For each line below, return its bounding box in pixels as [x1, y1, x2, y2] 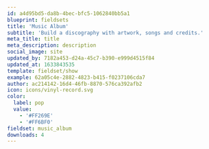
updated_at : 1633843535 [7, 61, 75, 68]
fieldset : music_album [7, 125, 72, 132]
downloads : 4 [7, 131, 45, 138]
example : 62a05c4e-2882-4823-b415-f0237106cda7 [7, 73, 146, 81]
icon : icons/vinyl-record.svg [7, 87, 94, 93]
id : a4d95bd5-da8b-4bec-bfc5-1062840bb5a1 [7, 10, 130, 17]
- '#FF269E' [19, 112, 53, 119]
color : [7, 93, 26, 100]
